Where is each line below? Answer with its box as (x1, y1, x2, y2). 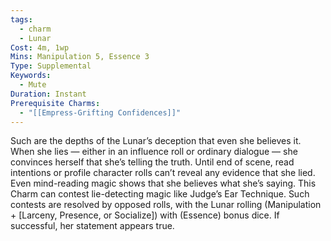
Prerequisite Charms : (10, 98, 101, 108)
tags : (10, 14, 33, 25)
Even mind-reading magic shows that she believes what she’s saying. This (10, 177, 317, 190)
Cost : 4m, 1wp (10, 42, 70, 53)
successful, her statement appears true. (10, 220, 175, 232)
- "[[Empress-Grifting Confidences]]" (19, 107, 182, 118)
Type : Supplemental (10, 61, 92, 71)
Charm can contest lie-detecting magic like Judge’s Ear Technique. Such (10, 188, 310, 200)
